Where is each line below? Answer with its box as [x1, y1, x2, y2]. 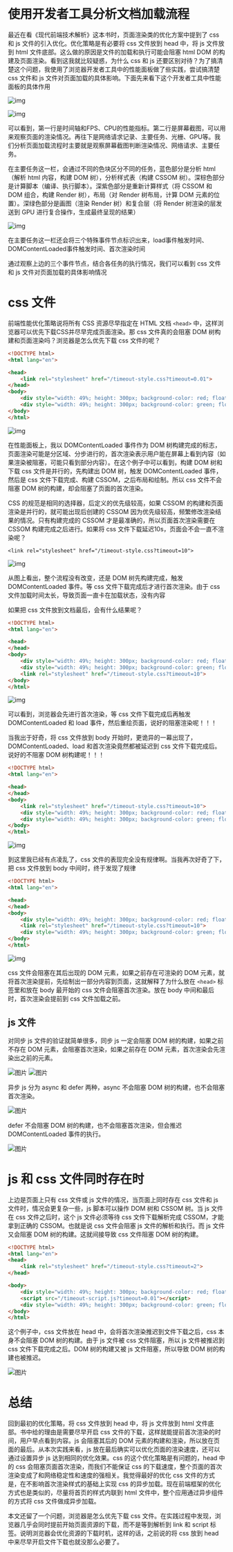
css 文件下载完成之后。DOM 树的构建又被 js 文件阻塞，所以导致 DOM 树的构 [8, 1345, 225, 1353]
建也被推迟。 [8, 1353, 44, 1362]
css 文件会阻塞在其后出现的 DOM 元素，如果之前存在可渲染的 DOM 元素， [8, 968, 219, 976]
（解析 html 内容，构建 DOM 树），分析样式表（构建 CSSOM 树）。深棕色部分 [8, 173, 225, 181]
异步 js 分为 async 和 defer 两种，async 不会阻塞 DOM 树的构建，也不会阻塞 [8, 1083, 225, 1091]
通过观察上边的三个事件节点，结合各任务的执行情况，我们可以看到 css [8, 259, 207, 267]
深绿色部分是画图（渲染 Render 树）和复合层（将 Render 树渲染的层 [22, 199, 216, 208]
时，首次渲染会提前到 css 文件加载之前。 [8, 994, 124, 1003]
